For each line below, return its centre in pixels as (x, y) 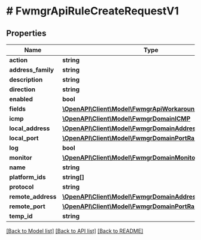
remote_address (33, 196)
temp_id (21, 216)
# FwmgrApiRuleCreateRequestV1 (93, 11)
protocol (22, 187)
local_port (24, 138)
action (19, 60)
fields (17, 109)
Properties (26, 33)
